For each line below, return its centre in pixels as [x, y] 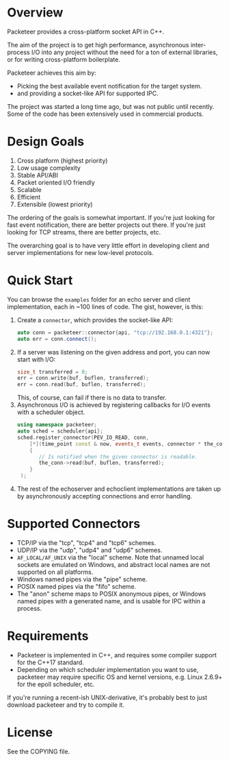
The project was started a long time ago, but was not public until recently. [111, 106]
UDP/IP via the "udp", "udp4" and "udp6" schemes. [90, 550]
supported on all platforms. [55, 572]
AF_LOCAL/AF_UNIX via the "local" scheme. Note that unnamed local [110, 557]
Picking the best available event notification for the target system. [109, 86]
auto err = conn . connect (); [57, 339]
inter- [198, 45]
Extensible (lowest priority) [55, 204]
